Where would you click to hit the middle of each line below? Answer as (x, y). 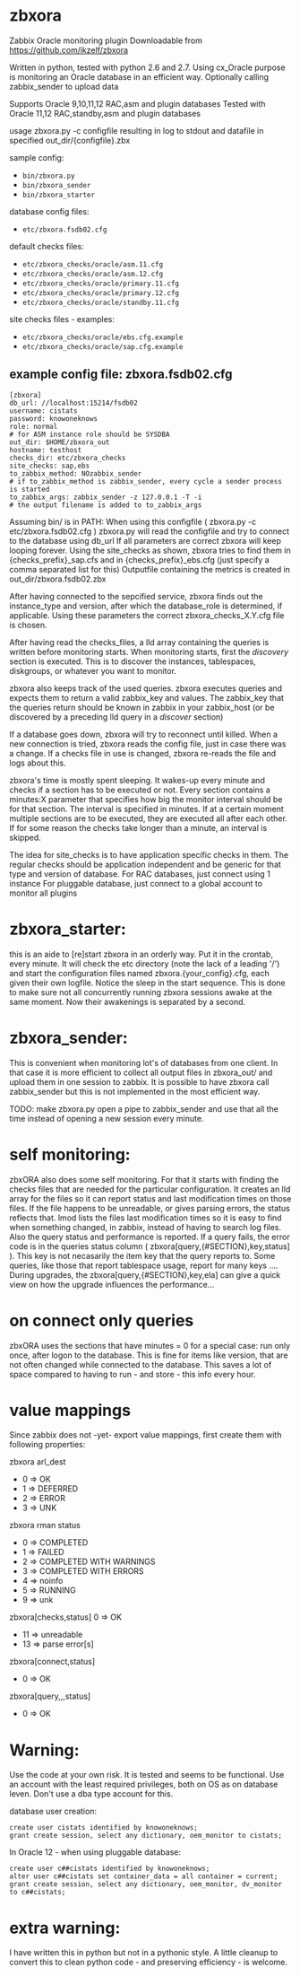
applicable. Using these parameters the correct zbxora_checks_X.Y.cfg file (147, 615)
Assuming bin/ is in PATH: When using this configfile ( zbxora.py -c (133, 521)
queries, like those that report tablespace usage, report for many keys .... (144, 1265)
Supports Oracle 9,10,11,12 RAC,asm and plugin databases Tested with (137, 103)
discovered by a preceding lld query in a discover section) (116, 717)
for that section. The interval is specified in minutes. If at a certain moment (146, 809)
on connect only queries (102, 1320)
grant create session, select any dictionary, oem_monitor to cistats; (146, 1836)
